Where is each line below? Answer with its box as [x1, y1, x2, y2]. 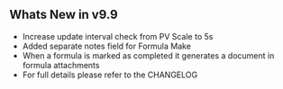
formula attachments [22, 59, 100, 70]
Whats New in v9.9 [9, 7, 119, 22]
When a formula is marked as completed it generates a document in [22, 49, 275, 61]
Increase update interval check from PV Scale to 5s [22, 31, 214, 41]
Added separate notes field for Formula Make [22, 40, 192, 51]
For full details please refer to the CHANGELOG [22, 69, 198, 80]
